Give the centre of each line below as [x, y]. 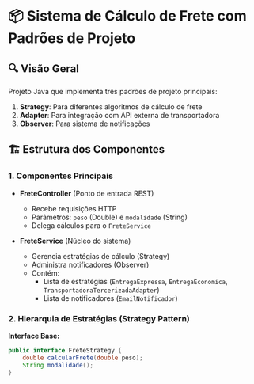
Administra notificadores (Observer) [90, 264]
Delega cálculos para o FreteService [91, 225]
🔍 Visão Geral [44, 68]
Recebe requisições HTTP [74, 208]
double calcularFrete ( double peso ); [83, 358]
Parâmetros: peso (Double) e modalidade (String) [110, 217]
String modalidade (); [58, 365]
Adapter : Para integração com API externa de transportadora [119, 115]
